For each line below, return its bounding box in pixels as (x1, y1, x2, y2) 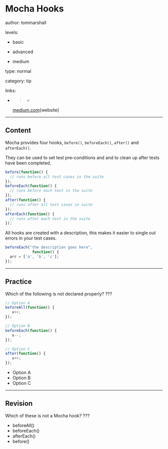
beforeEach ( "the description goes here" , (5, 245, 93, 250)
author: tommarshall (5, 20, 46, 26)
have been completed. (5, 160, 51, 166)
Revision (5, 399, 33, 408)
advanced (12, 49, 33, 55)
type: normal (5, 68, 31, 74)
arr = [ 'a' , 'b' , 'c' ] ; (9, 254, 59, 259)
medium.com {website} (12, 107, 59, 113)
